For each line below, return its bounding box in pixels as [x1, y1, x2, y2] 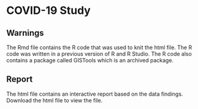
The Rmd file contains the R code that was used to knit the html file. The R [6, 44, 193, 51]
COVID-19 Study [6, 4, 91, 18]
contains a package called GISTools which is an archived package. [6, 57, 174, 64]
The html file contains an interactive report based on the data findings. [6, 90, 183, 97]
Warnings [6, 28, 44, 38]
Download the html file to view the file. [6, 96, 103, 104]
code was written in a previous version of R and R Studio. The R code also [6, 50, 192, 58]
